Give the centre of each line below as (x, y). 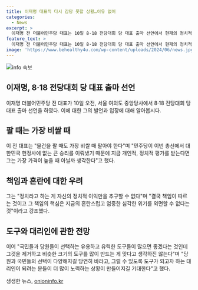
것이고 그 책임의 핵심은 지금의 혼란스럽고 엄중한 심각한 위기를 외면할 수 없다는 (101, 204)
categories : (21, 17)
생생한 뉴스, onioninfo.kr (35, 281)
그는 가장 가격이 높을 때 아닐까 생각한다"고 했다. (61, 161)
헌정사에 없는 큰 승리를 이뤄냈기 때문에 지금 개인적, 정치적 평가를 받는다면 (106, 153)
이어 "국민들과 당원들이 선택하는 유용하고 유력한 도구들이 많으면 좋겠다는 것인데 (97, 246)
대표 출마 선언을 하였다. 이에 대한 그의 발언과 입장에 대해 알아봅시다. (84, 110)
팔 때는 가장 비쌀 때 (38, 130)
